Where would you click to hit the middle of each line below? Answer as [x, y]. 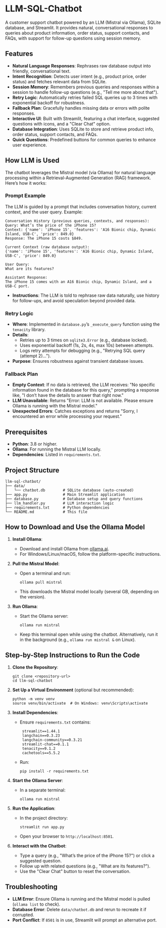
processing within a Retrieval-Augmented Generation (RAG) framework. [78, 178]
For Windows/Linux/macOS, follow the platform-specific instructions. [90, 554]
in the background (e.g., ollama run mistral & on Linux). [78, 639]
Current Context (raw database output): [48, 247]
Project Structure [32, 470]
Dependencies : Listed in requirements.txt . [56, 455]
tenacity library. [29, 330]
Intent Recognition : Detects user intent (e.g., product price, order [79, 76]
